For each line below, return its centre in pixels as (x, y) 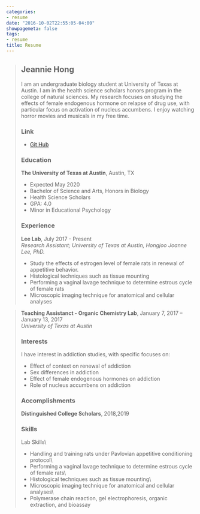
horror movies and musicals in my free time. (75, 116)
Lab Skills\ (34, 442)
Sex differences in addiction (64, 372)
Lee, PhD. (33, 251)
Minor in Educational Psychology (70, 210)
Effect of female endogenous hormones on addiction (95, 378)
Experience (38, 226)
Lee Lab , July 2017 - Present (56, 239)
